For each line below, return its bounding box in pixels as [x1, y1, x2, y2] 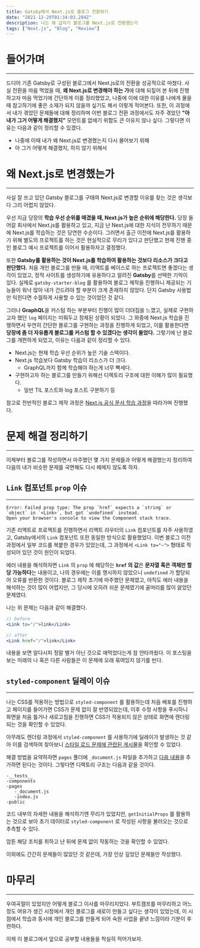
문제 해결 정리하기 [6, 430, 88, 444]
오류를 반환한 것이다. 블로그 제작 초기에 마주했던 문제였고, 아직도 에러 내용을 [12, 576, 189, 583]
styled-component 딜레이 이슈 [6, 676, 110, 686]
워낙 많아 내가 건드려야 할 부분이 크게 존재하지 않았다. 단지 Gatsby [21, 287, 176, 294]
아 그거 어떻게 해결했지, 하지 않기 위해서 [14, 144, 107, 152]
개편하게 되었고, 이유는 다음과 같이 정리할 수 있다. [17, 337, 132, 344]
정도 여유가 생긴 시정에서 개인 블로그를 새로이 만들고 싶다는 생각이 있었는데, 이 [6, 908, 187, 915]
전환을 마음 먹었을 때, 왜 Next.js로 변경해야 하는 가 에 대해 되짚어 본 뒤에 [12, 87, 179, 94]
